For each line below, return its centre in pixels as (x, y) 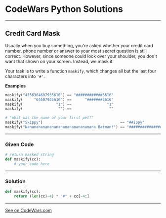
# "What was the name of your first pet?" (49, 118)
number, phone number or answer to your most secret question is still (76, 51)
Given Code (20, 144)
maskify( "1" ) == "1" (59, 104)
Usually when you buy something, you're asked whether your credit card (79, 45)
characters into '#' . (25, 76)
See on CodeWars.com (28, 210)
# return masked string (30, 155)
